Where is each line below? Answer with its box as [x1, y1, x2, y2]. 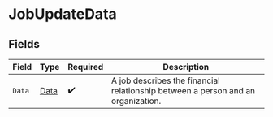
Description [162, 62, 210, 72]
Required [67, 62, 104, 72]
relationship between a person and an [110, 85, 256, 96]
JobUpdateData [8, 5, 118, 24]
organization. [110, 95, 162, 106]
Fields [8, 37, 41, 51]
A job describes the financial [110, 75, 221, 86]
